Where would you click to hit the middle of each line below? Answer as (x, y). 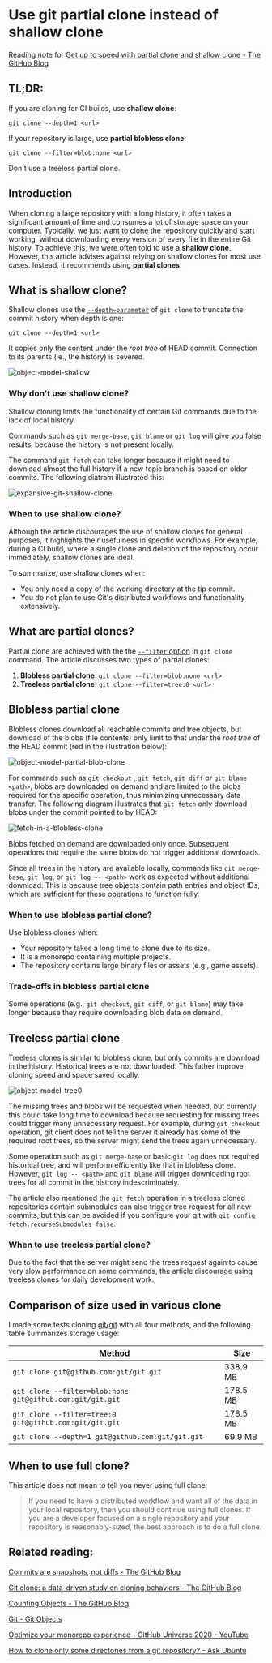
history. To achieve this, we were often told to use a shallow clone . (120, 247)
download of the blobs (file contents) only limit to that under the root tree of (134, 737)
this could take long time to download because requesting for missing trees (134, 1115)
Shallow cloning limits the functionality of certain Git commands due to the (132, 411)
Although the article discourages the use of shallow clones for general (125, 531)
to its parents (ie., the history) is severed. (77, 357)
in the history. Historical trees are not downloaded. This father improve (126, 1066)
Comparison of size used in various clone (115, 1305)
